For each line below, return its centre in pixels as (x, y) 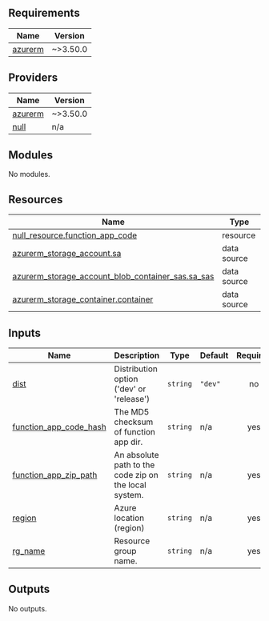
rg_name (29, 551)
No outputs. (28, 608)
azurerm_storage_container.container (83, 299)
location (129, 518)
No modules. (29, 174)
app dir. (128, 442)
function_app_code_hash (59, 427)
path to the (134, 465)
